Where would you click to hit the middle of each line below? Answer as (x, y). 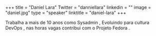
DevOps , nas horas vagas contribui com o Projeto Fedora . (68, 28)
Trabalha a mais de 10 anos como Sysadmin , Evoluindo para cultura (77, 23)
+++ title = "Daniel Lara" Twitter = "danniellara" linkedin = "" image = (78, 7)
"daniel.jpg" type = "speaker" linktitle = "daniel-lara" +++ (66, 13)
